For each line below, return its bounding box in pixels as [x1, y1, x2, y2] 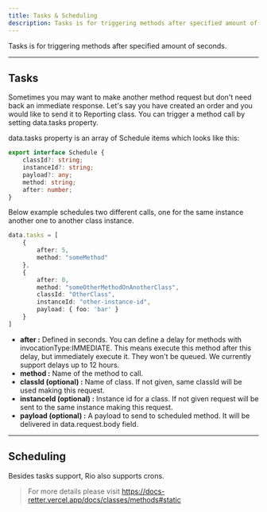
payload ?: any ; [22, 170, 73, 179]
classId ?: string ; [22, 156, 83, 164]
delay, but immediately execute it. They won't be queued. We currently [19, 351, 252, 361]
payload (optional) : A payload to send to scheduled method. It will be [19, 411, 250, 420]
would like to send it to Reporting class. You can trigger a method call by [8, 109, 246, 119]
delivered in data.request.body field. [19, 419, 139, 428]
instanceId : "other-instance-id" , [37, 298, 151, 307]
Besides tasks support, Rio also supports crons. [8, 471, 164, 480]
